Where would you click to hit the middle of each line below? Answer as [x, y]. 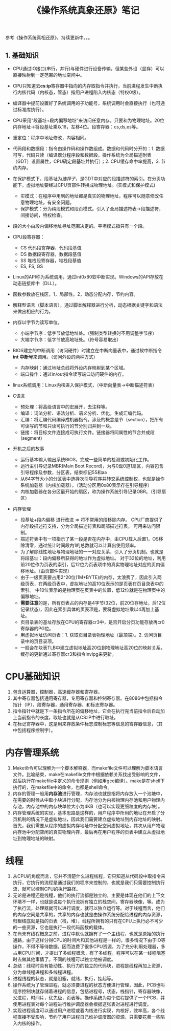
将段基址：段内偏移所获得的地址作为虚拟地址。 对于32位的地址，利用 [93, 558]
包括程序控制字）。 [36, 730]
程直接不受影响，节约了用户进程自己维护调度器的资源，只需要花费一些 [87, 1017]
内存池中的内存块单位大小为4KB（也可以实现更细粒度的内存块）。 [94, 806]
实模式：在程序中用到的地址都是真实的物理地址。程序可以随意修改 [90, 196]
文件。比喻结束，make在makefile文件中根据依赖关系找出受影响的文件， [88, 774]
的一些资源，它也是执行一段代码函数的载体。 [60, 927]
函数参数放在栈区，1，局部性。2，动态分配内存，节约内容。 [76, 294]
